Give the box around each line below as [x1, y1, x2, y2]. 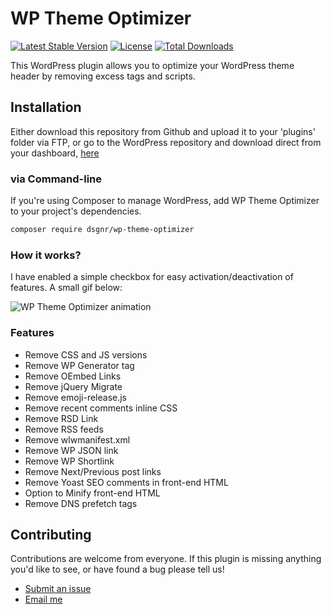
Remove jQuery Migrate [24, 380, 123, 392]
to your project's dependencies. [10, 205, 142, 217]
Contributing [10, 526, 92, 543]
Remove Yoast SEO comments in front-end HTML [24, 476, 229, 488]
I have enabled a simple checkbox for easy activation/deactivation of [10, 271, 294, 283]
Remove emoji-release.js [24, 391, 127, 403]
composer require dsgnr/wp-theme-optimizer [10, 225, 195, 235]
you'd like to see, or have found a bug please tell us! [10, 563, 225, 576]
